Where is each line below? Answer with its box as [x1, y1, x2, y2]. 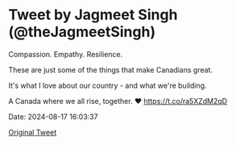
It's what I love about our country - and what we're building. [8, 81, 207, 90]
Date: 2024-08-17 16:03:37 [8, 111, 98, 122]
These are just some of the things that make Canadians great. [8, 64, 213, 74]
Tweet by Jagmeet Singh [8, 6, 178, 24]
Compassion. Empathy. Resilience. [8, 49, 123, 59]
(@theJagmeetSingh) [8, 23, 155, 41]
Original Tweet [8, 127, 57, 137]
